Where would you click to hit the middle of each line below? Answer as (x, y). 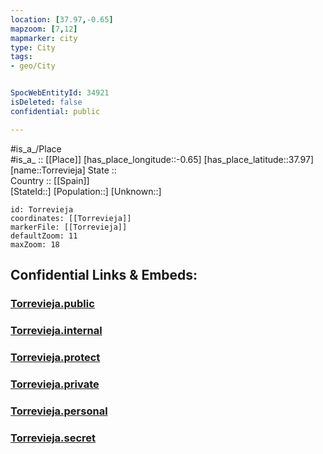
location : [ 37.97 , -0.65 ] (62, 19)
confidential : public (55, 111)
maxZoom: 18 (35, 244)
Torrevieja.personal (59, 411)
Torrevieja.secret (53, 438)
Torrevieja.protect (55, 357)
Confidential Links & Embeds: (104, 275)
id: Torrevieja (42, 209)
